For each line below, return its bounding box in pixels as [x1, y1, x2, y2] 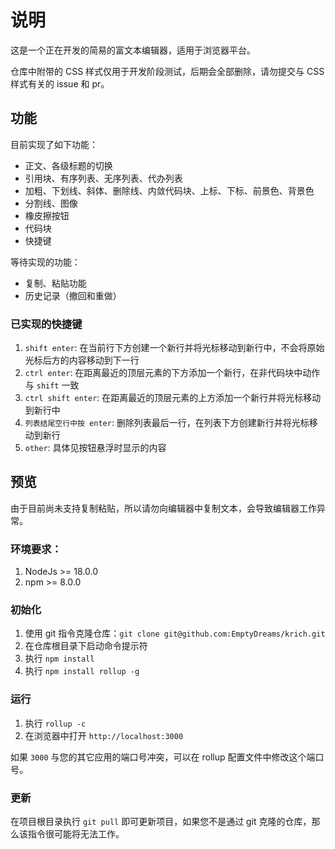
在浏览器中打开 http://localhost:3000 [24, 729, 184, 741]
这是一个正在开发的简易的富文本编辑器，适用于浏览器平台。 [10, 44, 256, 56]
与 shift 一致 [24, 379, 80, 391]
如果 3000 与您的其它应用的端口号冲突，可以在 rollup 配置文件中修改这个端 [10, 751, 316, 763]
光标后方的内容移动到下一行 [24, 354, 140, 366]
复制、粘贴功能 [24, 277, 87, 289]
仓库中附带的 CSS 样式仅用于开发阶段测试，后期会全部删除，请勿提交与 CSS [10, 65, 325, 77]
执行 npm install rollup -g [24, 665, 140, 677]
